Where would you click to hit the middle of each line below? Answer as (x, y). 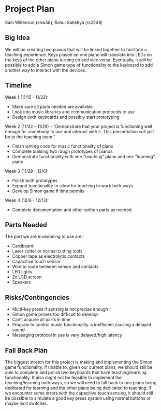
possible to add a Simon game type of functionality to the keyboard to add (79, 65)
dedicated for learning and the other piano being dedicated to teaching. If (78, 388)
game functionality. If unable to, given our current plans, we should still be (79, 367)
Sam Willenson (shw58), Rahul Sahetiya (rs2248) (54, 22)
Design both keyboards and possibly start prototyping (66, 117)
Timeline (19, 85)
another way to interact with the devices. (46, 70)
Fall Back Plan (26, 350)
